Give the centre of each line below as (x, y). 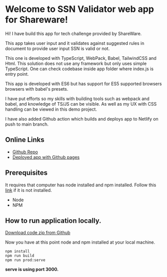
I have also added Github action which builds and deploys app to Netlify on (82, 119)
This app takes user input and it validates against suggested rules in (75, 43)
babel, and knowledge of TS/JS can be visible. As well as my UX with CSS (81, 104)
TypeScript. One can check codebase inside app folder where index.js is (80, 69)
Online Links (25, 140)
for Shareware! (37, 20)
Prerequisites (26, 173)
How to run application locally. (53, 220)
